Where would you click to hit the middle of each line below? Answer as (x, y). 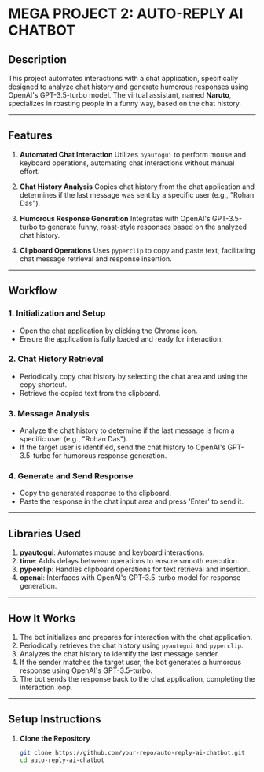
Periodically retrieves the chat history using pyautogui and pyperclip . (131, 645)
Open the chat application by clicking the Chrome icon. (108, 331)
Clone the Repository (55, 738)
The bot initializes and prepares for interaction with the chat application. (136, 637)
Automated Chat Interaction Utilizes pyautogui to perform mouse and (133, 154)
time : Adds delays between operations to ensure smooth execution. (129, 561)
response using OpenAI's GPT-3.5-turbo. (86, 670)
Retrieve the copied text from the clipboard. (90, 393)
